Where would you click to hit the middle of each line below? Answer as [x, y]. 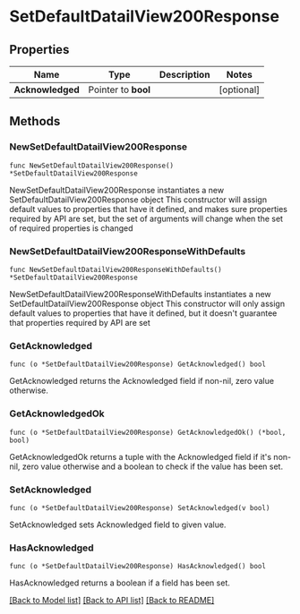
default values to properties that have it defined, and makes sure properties [149, 209]
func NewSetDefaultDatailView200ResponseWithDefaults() [116, 269]
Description [184, 75]
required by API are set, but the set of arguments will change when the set [146, 218]
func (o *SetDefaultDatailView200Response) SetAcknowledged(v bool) [140, 507]
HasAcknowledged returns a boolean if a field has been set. [120, 583]
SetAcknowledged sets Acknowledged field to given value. [118, 524]
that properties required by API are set [80, 322]
